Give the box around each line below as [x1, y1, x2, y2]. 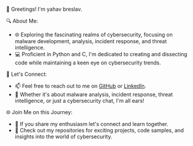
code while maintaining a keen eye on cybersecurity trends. [14, 59, 162, 66]
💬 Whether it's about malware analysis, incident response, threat [14, 91, 173, 98]
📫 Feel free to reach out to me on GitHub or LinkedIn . [14, 83, 147, 89]
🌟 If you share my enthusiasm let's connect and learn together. [14, 121, 169, 127]
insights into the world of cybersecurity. [14, 133, 113, 140]
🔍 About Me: [6, 18, 39, 24]
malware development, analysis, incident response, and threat [14, 38, 167, 44]
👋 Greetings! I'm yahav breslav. [6, 6, 83, 12]
